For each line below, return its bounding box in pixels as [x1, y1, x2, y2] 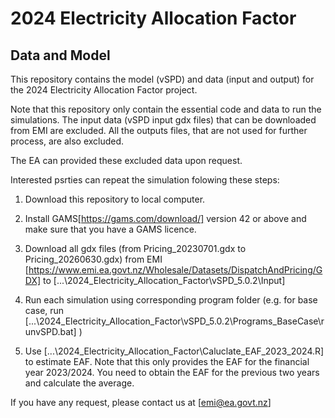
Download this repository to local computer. [24, 193, 206, 205]
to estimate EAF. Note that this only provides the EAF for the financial [24, 356, 310, 367]
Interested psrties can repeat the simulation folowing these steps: [10, 174, 280, 186]
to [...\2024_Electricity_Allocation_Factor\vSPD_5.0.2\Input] [43, 275, 286, 286]
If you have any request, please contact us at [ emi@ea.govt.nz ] [10, 397, 272, 408]
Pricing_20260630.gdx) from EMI [24, 253, 163, 265]
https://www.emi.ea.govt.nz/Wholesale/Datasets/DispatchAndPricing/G [28, 264, 323, 276]
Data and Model [10, 47, 111, 64]
